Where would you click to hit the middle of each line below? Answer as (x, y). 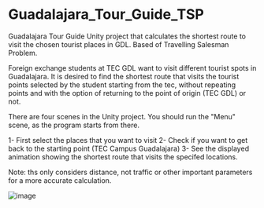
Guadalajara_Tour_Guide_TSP (106, 15)
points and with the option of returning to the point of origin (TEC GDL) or (127, 93)
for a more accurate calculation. (60, 180)
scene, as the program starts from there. (74, 125)
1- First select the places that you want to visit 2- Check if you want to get (128, 140)
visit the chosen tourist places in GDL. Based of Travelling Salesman (119, 44)
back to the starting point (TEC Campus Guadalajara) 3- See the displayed (129, 148)
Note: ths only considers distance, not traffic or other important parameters (130, 172)
